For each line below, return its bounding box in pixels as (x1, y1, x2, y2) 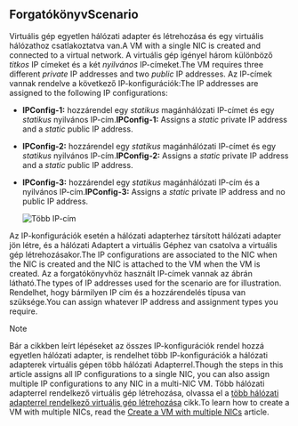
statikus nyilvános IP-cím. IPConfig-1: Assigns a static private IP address (21, 114, 287, 125)
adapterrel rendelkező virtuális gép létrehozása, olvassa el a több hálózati (9, 387, 279, 398)
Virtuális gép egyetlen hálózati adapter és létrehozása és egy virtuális (9, 30, 264, 41)
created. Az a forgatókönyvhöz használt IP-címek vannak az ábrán (9, 268, 254, 278)
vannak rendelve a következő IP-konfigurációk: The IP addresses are (9, 77, 259, 88)
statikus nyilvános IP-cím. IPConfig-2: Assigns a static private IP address (21, 150, 289, 161)
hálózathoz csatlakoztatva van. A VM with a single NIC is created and (9, 40, 261, 51)
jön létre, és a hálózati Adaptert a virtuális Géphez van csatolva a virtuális (9, 239, 278, 250)
